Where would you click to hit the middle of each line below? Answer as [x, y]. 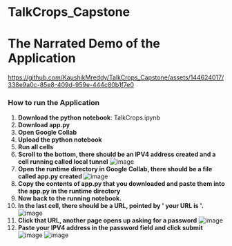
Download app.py [44, 125]
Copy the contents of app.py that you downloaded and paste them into [121, 184]
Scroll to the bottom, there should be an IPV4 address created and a [117, 154]
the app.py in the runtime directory [69, 191]
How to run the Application [54, 103]
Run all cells [36, 147]
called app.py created [50, 176]
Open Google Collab [47, 133]
